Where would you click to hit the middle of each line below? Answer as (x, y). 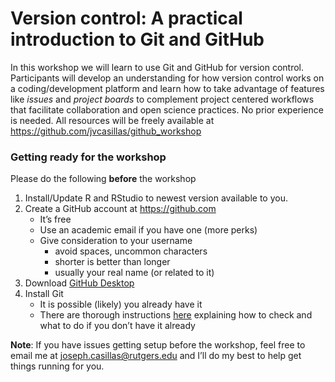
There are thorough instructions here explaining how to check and (176, 315)
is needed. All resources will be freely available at (112, 120)
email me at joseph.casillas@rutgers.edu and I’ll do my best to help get (156, 356)
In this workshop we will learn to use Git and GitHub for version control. (157, 67)
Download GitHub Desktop (79, 283)
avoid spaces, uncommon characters (131, 251)
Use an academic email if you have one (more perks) (148, 230)
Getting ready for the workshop (88, 157)
